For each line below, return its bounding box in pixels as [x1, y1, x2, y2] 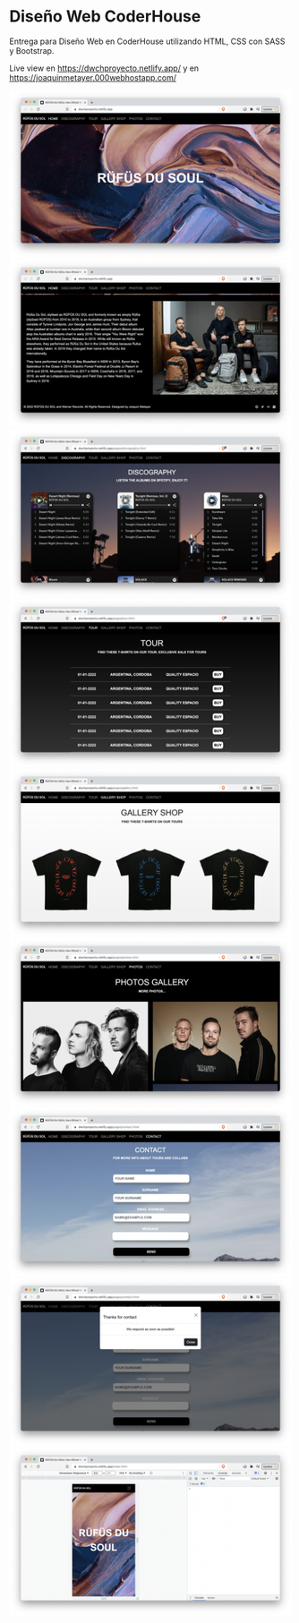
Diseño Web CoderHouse [9, 6, 201, 27]
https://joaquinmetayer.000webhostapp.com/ [9, 72, 177, 82]
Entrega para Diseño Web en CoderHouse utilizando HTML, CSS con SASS [9, 36, 286, 47]
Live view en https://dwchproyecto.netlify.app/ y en [9, 63, 200, 73]
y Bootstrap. [9, 45, 55, 56]
